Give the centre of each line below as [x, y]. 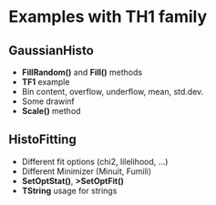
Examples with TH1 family [108, 17]
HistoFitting [42, 140]
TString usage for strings [69, 190]
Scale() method [51, 111]
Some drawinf [48, 101]
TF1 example [46, 82]
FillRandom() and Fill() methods [82, 72]
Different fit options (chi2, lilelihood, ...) [95, 161]
